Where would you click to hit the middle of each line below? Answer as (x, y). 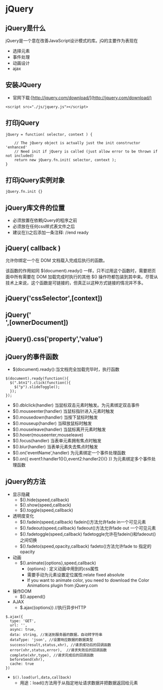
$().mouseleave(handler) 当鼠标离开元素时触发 (59, 429)
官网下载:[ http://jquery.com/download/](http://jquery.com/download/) (82, 98)
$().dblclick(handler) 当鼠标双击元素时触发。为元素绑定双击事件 (76, 405)
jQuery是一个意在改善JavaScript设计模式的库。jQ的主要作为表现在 (72, 41)
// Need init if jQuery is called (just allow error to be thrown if (86, 151)
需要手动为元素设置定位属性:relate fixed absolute (76, 574)
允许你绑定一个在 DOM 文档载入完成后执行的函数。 (57, 260)
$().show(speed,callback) (46, 505)
